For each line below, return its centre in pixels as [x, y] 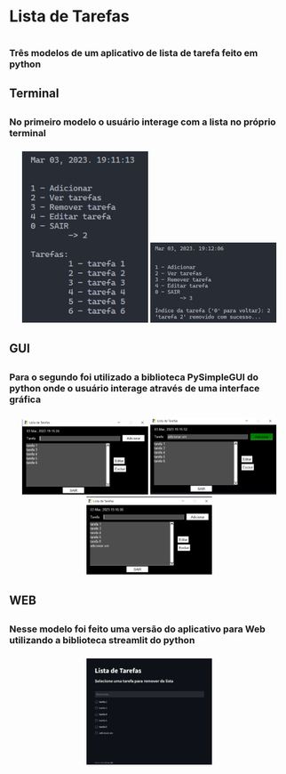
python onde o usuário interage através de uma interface [135, 389]
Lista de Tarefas [70, 16]
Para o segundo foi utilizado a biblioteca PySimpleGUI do [134, 377]
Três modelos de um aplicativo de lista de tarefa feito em [134, 53]
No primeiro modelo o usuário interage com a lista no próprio [143, 122]
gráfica [25, 399]
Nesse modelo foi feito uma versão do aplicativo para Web [138, 629]
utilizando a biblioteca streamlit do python [102, 641]
